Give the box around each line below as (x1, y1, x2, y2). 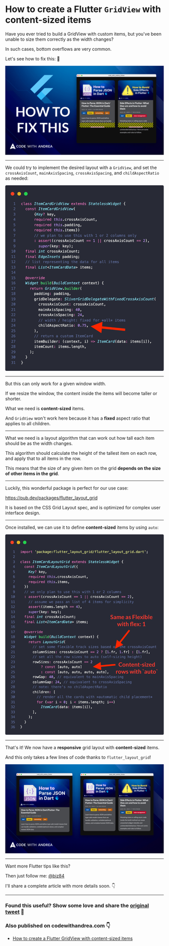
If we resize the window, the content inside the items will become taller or (5, 390, 157, 396)
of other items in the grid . (5, 470, 59, 477)
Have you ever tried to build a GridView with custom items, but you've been (5, 31, 162, 37)
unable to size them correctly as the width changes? (5, 36, 114, 42)
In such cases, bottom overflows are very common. (5, 46, 112, 52)
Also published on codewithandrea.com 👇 (5, 922, 111, 929)
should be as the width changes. (5, 440, 73, 446)
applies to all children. (5, 420, 51, 426)
